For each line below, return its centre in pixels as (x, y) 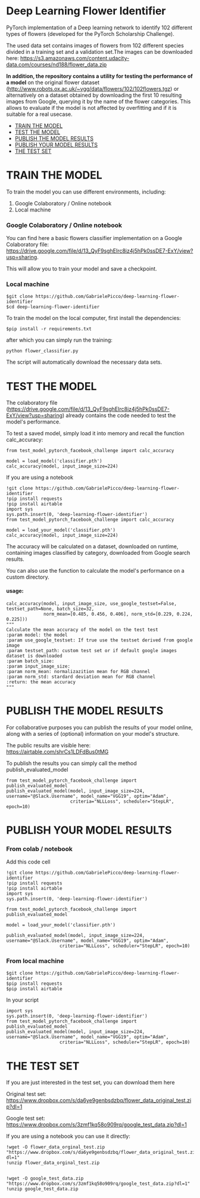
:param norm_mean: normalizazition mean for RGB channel (78, 671)
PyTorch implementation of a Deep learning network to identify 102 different (99, 27)
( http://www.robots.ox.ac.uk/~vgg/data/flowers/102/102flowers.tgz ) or (93, 88)
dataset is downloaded (34, 656)
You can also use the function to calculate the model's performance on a (95, 571)
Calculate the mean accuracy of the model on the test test (82, 629)
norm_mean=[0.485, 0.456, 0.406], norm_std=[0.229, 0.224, (118, 614)
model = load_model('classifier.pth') (54, 461)
